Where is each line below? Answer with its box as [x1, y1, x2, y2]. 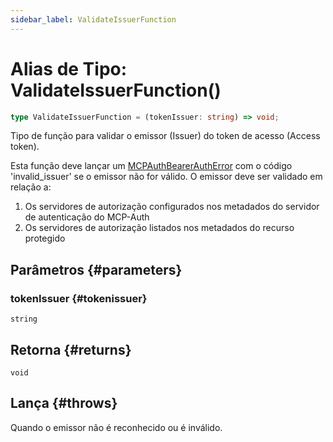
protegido [24, 232, 66, 245]
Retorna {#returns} [10, 341, 132, 358]
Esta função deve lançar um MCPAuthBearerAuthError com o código [10, 160, 293, 172]
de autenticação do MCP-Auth [24, 211, 150, 223]
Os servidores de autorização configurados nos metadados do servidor [24, 201, 320, 213]
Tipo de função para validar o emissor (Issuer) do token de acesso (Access [10, 130, 321, 142]
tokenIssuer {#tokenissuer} [10, 291, 148, 305]
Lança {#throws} [10, 395, 118, 412]
